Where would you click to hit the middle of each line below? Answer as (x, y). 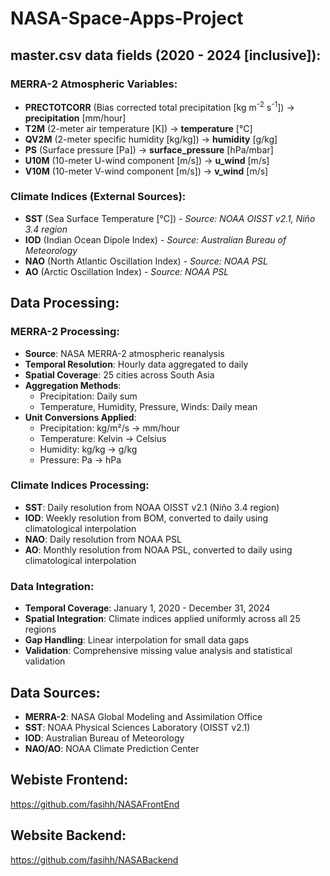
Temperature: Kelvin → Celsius (103, 438)
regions (40, 629)
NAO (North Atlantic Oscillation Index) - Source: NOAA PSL (146, 261)
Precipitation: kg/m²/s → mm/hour (110, 428)
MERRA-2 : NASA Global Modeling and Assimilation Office (143, 716)
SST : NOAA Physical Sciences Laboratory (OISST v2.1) (137, 727)
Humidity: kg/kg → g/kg (88, 449)
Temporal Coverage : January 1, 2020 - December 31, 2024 (147, 608)
